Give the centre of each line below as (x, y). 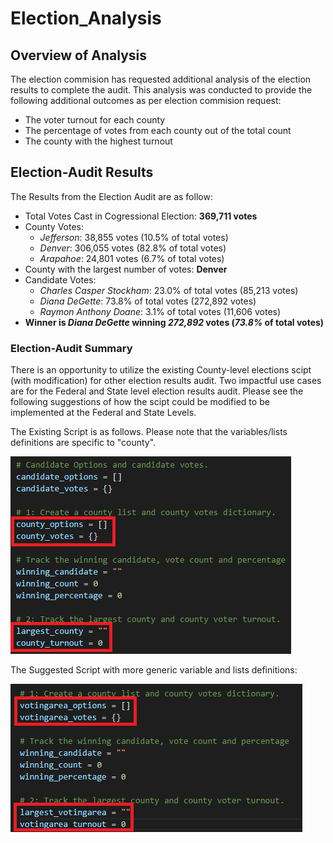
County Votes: (54, 226)
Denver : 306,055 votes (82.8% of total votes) (133, 248)
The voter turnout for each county (95, 120)
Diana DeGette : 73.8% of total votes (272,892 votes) (148, 301)
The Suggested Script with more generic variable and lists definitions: (154, 670)
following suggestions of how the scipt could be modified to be (140, 402)
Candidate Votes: (60, 279)
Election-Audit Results (82, 172)
